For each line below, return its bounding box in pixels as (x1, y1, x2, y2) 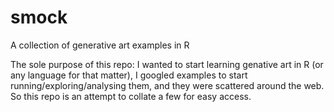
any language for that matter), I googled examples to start (10, 69, 248, 81)
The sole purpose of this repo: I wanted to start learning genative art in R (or (10, 58, 324, 70)
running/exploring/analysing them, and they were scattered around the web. (10, 79, 325, 91)
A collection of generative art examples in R (10, 39, 190, 51)
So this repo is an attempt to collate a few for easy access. (10, 90, 252, 102)
